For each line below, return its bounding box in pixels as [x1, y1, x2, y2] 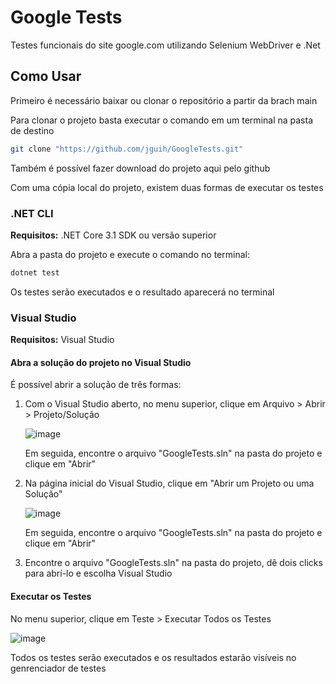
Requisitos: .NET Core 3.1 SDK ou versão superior [10, 229, 217, 241]
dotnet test [10, 267, 60, 278]
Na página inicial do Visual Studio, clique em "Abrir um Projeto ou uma [24, 477, 315, 490]
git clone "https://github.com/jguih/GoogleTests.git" [10, 144, 244, 154]
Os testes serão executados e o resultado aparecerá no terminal [10, 286, 275, 298]
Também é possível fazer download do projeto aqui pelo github [10, 162, 271, 174]
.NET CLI [10, 206, 54, 220]
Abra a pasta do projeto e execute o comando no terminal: [10, 248, 250, 260]
